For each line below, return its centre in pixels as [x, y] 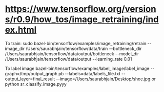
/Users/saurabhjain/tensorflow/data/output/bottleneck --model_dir [72, 54]
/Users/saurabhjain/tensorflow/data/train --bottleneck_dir [83, 48]
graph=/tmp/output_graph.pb [35, 73]
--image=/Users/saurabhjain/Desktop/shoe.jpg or [106, 79]
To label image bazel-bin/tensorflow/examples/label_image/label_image [77, 68]
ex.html [21, 30]
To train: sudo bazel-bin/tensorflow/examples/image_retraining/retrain [76, 43]
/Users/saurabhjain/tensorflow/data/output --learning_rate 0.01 [69, 59]
